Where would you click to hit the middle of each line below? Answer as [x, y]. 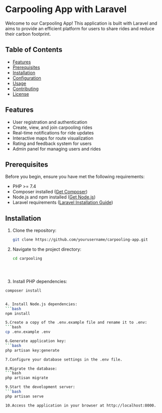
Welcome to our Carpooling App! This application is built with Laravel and [81, 23]
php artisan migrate [27, 378]
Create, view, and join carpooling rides [52, 127]
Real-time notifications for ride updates [53, 132]
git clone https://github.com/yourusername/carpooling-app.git [80, 240]
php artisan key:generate [32, 350]
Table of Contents [34, 50]
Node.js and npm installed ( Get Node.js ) [54, 197]
